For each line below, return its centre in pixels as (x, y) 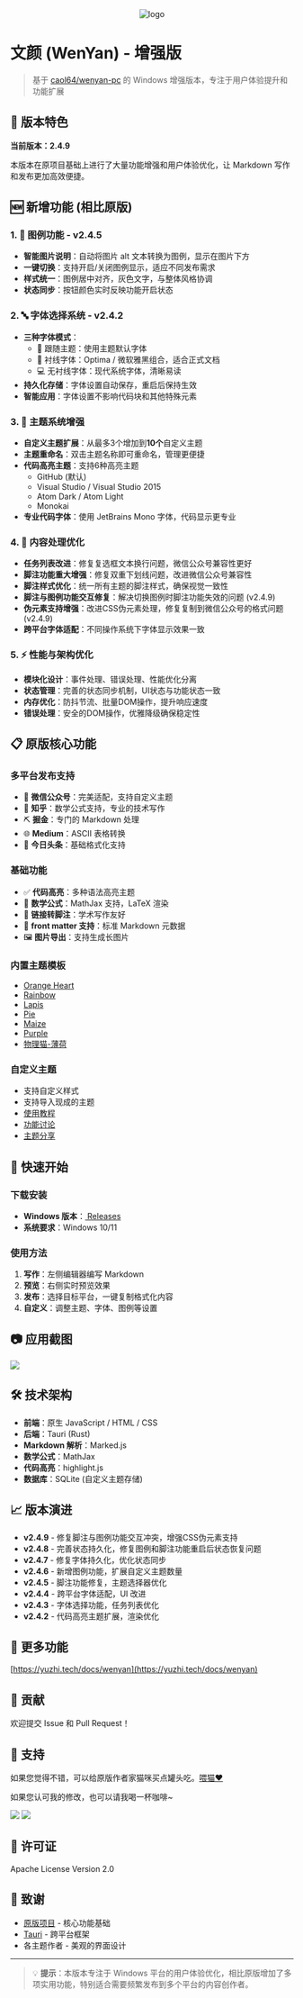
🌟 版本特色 (39, 122)
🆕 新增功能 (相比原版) (71, 208)
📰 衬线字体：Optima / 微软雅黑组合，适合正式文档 (129, 359)
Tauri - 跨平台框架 (57, 1934)
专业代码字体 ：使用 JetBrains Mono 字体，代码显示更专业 (129, 517)
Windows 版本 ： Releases (72, 1216)
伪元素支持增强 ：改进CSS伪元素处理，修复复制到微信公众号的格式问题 (153, 609)
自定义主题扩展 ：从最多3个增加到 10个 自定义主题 (113, 443)
